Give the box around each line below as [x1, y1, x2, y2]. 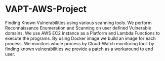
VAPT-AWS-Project [5, 3, 87, 15]
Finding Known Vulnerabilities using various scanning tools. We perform [5, 20, 152, 26]
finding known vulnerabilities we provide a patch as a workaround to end [5, 46, 153, 52]
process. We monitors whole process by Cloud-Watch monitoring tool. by [5, 40, 155, 46]
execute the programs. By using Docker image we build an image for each [5, 35, 156, 41]
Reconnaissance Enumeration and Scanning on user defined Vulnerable [5, 25, 152, 30]
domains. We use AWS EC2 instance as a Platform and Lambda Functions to [5, 30, 160, 36]
